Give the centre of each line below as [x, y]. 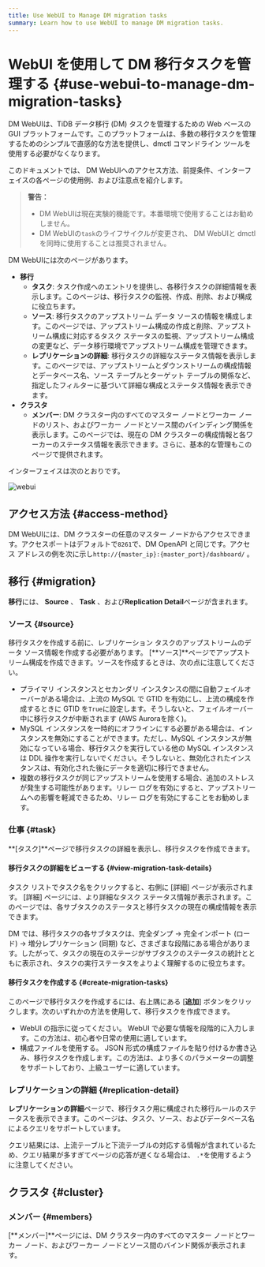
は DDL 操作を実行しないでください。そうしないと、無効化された [125, 758]
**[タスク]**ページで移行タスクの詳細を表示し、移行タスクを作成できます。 [131, 848]
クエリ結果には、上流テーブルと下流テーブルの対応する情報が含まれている [129, 1146]
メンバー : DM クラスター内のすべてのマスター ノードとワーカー [134, 415]
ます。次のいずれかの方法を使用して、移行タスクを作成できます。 [128, 1011]
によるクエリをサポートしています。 [66, 1128]
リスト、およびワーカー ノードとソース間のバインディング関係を [149, 425]
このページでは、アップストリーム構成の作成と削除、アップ [141, 326]
